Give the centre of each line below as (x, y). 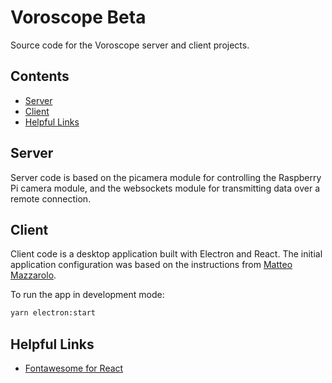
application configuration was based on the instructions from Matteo (151, 265)
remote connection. (51, 198)
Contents (40, 76)
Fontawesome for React (74, 368)
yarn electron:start (53, 313)
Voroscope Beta (78, 17)
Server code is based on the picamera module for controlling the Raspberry (166, 177)
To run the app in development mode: (87, 295)
